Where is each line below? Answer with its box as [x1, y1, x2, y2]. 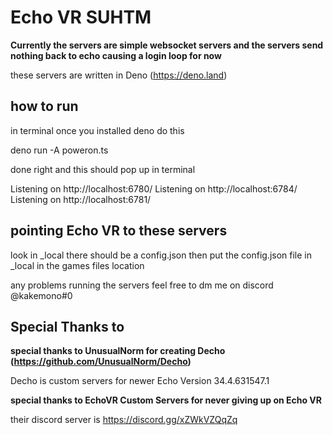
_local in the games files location [10, 259, 145, 271]
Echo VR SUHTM [10, 6, 152, 29]
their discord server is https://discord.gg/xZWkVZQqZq [10, 414, 238, 426]
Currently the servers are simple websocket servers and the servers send [10, 39, 324, 51]
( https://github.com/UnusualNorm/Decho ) [10, 356, 192, 368]
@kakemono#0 [10, 289, 73, 301]
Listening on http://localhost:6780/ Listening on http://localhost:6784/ [10, 182, 298, 195]
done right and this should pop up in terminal [10, 163, 196, 175]
